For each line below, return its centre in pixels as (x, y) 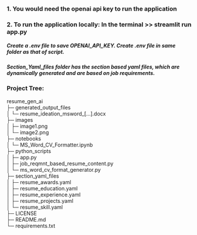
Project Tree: (26, 88)
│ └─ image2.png (28, 132)
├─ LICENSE (22, 213)
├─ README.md (26, 219)
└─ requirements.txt (31, 226)
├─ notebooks (24, 138)
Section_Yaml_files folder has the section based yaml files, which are (93, 67)
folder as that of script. (36, 52)
